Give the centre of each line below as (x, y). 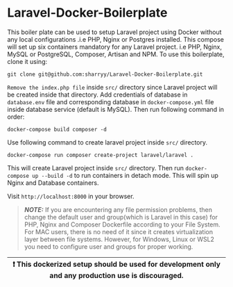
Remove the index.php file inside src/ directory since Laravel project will (112, 87)
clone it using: (27, 61)
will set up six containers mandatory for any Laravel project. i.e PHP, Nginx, (115, 47)
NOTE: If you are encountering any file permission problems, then (118, 209)
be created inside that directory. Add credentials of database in (97, 95)
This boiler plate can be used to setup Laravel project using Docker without (114, 32)
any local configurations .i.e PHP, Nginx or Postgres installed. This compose (115, 39)
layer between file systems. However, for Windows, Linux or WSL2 (119, 239)
